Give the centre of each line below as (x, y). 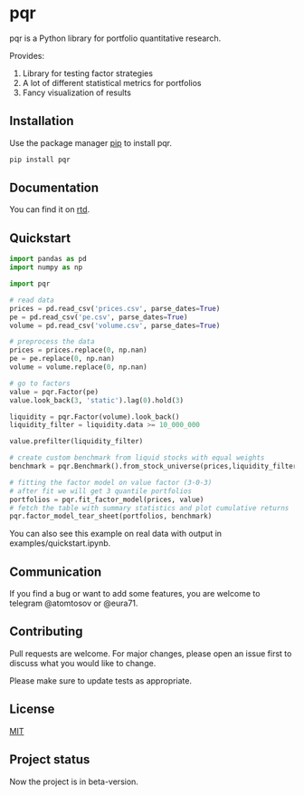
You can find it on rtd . (50, 209)
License (32, 709)
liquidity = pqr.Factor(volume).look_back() (95, 417)
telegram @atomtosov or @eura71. (74, 603)
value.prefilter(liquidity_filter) (76, 442)
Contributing (46, 631)
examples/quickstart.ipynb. (60, 543)
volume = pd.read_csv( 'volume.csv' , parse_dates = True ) (115, 325)
